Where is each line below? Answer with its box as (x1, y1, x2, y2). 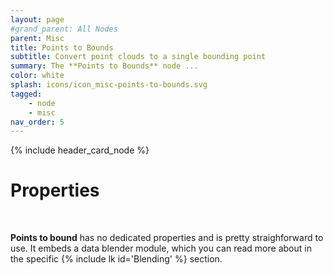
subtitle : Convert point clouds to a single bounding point (10, 52, 267, 62)
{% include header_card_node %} (10, 144, 150, 156)
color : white (10, 71, 65, 81)
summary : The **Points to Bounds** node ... (10, 61, 199, 71)
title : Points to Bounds (10, 42, 114, 53)
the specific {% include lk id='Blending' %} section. (10, 253, 223, 265)
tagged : (10, 89, 43, 99)
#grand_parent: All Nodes (10, 24, 118, 34)
